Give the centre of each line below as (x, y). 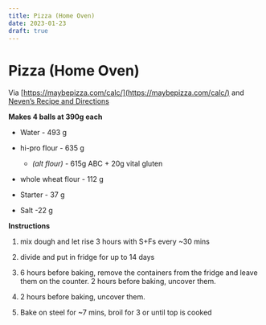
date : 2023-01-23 (37, 23)
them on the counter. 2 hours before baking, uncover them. (118, 282)
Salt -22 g (37, 211)
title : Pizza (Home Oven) (51, 16)
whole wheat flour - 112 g (62, 179)
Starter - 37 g (43, 195)
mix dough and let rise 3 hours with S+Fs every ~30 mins (115, 241)
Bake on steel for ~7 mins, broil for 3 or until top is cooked (116, 313)
